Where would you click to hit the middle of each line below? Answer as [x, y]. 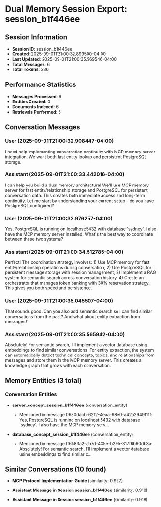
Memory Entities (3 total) [44, 380]
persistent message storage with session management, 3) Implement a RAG [80, 272]
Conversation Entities [31, 394]
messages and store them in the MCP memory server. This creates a [73, 360]
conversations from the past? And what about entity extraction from [73, 316]
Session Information [36, 37]
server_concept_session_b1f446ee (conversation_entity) [70, 405]
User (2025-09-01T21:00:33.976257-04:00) [59, 218]
